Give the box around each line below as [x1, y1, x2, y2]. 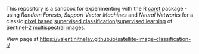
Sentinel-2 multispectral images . [6, 24, 86, 31]
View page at [6, 36, 39, 42]
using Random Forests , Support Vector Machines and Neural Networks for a [6, 11, 194, 18]
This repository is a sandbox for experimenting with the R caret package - [6, 5, 188, 12]
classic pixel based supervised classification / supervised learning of [6, 18, 173, 24]
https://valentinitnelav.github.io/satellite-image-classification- [39, 36, 191, 42]
